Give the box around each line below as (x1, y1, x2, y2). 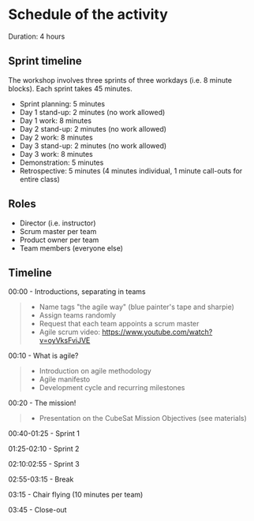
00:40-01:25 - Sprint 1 (8, 429, 80, 438)
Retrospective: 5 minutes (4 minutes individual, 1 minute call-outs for (19, 166, 243, 175)
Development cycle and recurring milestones (39, 383, 185, 393)
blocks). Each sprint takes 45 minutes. (8, 84, 133, 93)
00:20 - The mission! (8, 398, 77, 407)
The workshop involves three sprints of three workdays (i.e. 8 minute (8, 75, 233, 84)
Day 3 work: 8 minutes (19, 149, 93, 158)
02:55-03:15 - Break (8, 474, 74, 484)
